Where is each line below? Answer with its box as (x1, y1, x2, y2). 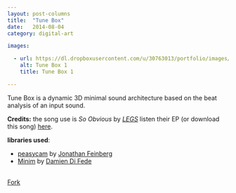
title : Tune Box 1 (20, 68, 74, 75)
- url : (13, 55, 33, 62)
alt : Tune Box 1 (20, 62, 68, 69)
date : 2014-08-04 (7, 23, 65, 30)
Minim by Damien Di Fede (17, 157, 92, 165)
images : (7, 43, 30, 50)
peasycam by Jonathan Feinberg (17, 149, 113, 158)
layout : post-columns (7, 10, 71, 18)
